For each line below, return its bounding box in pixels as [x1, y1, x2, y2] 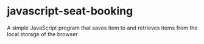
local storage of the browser [7, 30, 78, 37]
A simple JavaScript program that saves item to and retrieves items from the [7, 24, 198, 31]
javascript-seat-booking [7, 4, 133, 18]
